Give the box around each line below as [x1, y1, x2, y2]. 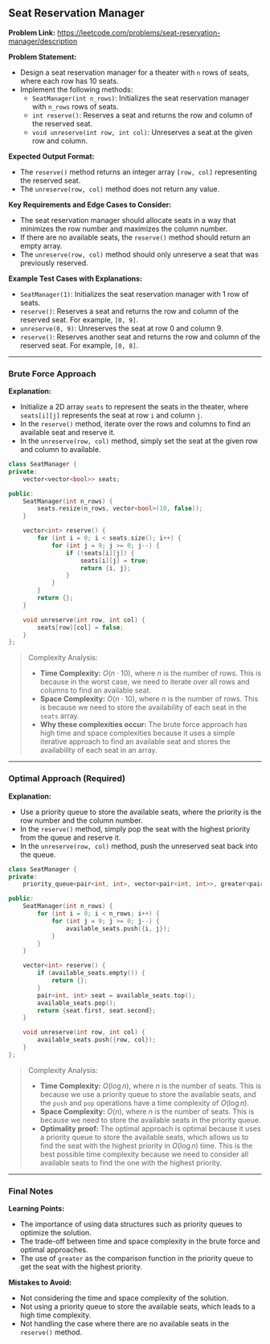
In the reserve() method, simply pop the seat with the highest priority [19, 824, 251, 833]
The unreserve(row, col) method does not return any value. [19, 184, 220, 194]
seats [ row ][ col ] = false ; [37, 623, 125, 631]
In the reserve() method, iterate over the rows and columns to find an [19, 419, 251, 429]
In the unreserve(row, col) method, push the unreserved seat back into [19, 841, 259, 851]
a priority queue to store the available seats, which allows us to [39, 1132, 249, 1141]
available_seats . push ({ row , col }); [37, 1036, 157, 1044]
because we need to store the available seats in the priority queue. [39, 1115, 261, 1124]
